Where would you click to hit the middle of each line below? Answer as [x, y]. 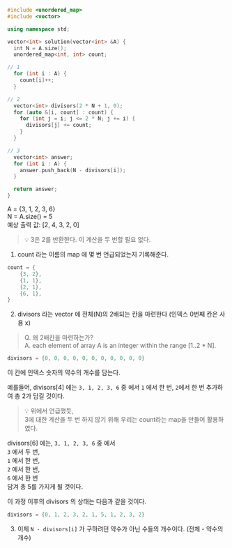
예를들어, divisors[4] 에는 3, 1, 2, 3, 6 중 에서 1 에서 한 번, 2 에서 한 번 [106, 388]
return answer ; [36, 189]
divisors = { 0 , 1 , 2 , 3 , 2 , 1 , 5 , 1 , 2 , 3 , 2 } [76, 515]
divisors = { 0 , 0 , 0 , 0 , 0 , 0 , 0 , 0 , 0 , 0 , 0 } [76, 358]
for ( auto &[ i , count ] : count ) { [63, 112]
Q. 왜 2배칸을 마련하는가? [59, 337]
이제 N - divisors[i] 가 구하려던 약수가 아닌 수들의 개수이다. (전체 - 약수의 [120, 529]
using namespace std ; [39, 29]
